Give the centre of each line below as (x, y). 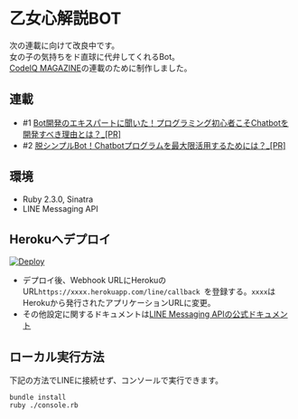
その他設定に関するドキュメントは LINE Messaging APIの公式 (135, 314)
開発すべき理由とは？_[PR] (72, 134)
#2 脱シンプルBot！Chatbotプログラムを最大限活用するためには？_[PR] (154, 145)
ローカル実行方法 (57, 357)
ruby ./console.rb (44, 405)
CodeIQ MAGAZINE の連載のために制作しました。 (101, 68)
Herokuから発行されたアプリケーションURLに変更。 (119, 303)
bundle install (38, 398)
